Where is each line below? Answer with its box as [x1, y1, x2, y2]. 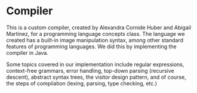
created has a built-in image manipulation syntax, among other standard [6, 36, 184, 44]
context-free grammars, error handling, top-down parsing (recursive [6, 67, 174, 74]
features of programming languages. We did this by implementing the [6, 43, 177, 50]
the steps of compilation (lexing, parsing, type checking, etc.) [6, 79, 157, 87]
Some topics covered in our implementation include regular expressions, [6, 61, 184, 68]
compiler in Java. [6, 49, 49, 56]
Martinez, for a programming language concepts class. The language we [6, 30, 185, 37]
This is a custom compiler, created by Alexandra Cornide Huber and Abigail [6, 24, 192, 31]
